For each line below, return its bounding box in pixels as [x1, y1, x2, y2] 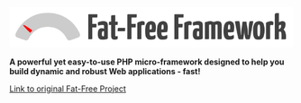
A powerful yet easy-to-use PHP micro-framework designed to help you [9, 56, 285, 67]
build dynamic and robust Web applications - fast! [9, 65, 201, 76]
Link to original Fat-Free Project [9, 83, 126, 94]
